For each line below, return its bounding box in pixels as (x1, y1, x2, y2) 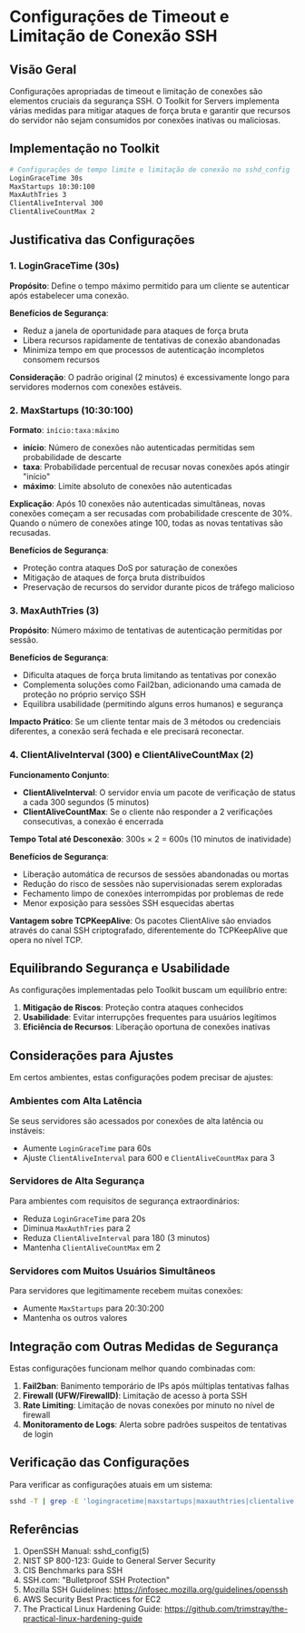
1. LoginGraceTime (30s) (9, 260, 120, 272)
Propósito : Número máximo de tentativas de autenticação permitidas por (9, 625, 283, 636)
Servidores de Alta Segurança (9, 1175, 145, 1187)
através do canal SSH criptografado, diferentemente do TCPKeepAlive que (9, 924, 289, 936)
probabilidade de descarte (22, 452, 123, 463)
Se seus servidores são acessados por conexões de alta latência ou (9, 1115, 264, 1126)
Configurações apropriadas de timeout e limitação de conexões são (9, 86, 263, 96)
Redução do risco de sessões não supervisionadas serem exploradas (22, 878, 283, 889)
